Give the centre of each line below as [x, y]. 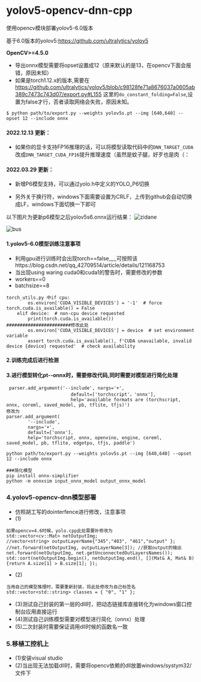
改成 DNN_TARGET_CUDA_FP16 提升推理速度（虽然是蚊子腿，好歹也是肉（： [102, 155]
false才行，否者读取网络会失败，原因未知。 [79, 102]
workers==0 [30, 279]
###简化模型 [19, 471]
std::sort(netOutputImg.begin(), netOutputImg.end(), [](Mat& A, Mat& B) [100, 558]
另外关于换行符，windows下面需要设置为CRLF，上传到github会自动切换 [103, 197]
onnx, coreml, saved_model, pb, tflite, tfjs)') [68, 405]
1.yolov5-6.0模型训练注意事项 [43, 243]
